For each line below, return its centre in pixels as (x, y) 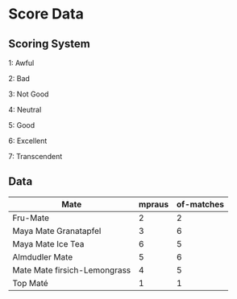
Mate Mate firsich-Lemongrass (72, 270)
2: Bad (19, 78)
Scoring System (49, 44)
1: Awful (21, 63)
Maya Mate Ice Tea (48, 244)
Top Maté (30, 283)
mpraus (154, 204)
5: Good (22, 125)
